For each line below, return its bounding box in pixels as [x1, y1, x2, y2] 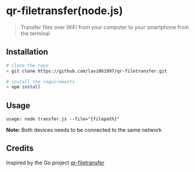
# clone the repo [6, 62, 49, 68]
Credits [6, 143, 34, 154]
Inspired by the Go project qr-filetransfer [6, 159, 105, 166]
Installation [6, 47, 48, 57]
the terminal [20, 29, 50, 37]
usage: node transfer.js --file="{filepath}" [6, 116, 120, 122]
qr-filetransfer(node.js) [6, 4, 123, 18]
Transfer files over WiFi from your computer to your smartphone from [20, 24, 190, 31]
